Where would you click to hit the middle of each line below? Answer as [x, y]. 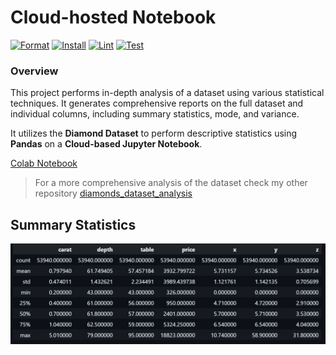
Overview [34, 71]
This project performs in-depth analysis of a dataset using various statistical [167, 93]
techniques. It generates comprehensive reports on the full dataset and [157, 103]
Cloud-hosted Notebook [113, 17]
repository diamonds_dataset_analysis [113, 193]
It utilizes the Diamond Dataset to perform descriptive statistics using [154, 133]
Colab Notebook [44, 163]
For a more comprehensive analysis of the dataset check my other [171, 183]
